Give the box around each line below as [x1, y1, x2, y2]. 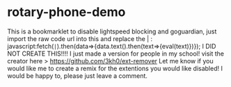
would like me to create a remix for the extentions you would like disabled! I [7, 64, 223, 72]
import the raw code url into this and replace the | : [7, 34, 153, 42]
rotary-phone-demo [7, 4, 126, 20]
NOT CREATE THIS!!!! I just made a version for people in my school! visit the [7, 49, 225, 58]
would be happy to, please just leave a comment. [7, 71, 148, 80]
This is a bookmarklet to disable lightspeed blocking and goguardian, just [7, 27, 217, 35]
